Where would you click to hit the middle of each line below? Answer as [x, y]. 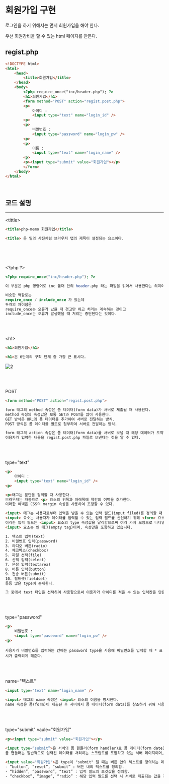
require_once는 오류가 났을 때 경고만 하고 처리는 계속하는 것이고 [66, 309]
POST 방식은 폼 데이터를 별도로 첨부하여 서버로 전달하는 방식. [61, 424]
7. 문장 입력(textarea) [28, 565]
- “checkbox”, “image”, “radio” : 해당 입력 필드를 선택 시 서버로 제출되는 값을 [83, 776]
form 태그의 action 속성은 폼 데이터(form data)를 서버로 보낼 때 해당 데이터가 [80, 433]
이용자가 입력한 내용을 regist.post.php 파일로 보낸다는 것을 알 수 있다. [73, 438]
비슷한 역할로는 [18, 295]
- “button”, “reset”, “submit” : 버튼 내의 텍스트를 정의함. [65, 767]
